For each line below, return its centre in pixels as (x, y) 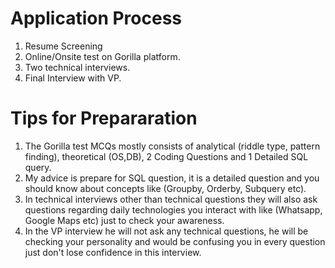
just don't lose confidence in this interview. (113, 252)
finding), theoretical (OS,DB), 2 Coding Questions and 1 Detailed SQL (166, 156)
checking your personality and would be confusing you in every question (175, 241)
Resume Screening (63, 46)
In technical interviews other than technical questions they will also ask (171, 199)
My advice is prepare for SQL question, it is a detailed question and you (172, 178)
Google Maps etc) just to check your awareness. (124, 220)
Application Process (96, 18)
